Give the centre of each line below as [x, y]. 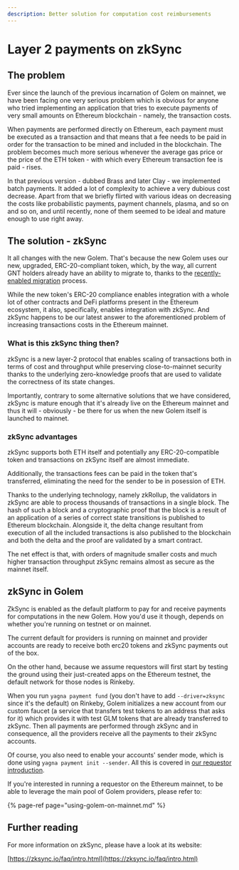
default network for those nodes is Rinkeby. [71, 682]
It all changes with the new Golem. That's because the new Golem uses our [118, 258]
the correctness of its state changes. [61, 381]
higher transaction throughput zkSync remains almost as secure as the [111, 562]
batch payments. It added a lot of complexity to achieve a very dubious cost [118, 188]
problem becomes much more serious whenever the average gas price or [115, 152]
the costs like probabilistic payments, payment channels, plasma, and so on [118, 203]
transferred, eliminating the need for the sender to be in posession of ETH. [116, 481]
